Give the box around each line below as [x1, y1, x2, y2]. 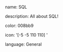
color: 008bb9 [5, 23, 34, 28]
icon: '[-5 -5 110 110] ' [5, 32, 48, 38]
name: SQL [5, 4, 28, 10]
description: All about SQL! [5, 13, 59, 19]
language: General [5, 41, 42, 47]
